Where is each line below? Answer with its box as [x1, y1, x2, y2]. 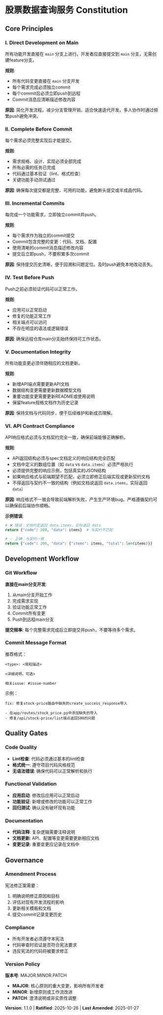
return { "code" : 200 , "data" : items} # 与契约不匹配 [5, 528, 113, 533]
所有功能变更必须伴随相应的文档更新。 [5, 360, 82, 366]
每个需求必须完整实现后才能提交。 [5, 137, 74, 143]
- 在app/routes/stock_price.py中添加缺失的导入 [5, 710, 98, 715]
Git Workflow [5, 570, 37, 576]
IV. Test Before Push [5, 274, 54, 281]
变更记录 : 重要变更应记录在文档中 [12, 841, 80, 847]
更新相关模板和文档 [12, 905, 52, 911]
